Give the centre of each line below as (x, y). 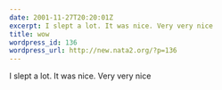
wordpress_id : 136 (43, 42)
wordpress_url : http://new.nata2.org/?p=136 (93, 51)
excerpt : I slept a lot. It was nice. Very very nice (111, 26)
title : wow (29, 34)
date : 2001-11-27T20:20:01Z (62, 17)
